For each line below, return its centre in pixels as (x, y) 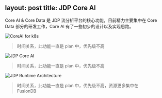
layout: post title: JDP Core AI (50, 8)
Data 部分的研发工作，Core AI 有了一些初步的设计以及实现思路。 (69, 26)
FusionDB (26, 91)
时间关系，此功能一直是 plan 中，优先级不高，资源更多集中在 (78, 85)
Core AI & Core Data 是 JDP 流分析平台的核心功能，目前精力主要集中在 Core (81, 20)
